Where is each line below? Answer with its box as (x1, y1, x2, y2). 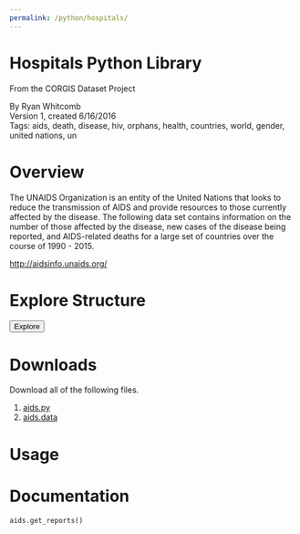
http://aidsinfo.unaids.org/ (9, 257, 108, 269)
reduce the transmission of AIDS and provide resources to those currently (9, 202, 287, 213)
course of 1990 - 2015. (9, 240, 95, 251)
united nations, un (9, 130, 78, 141)
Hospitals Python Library (9, 52, 202, 73)
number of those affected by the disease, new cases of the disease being (9, 221, 286, 232)
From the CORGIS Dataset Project (9, 83, 136, 94)
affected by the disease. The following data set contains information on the (9, 211, 292, 222)
